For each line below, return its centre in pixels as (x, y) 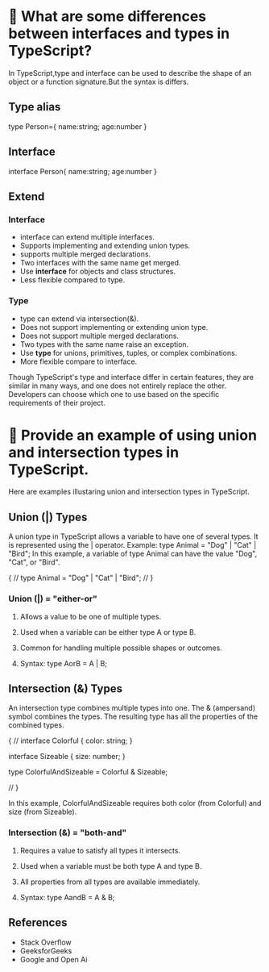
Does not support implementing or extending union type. (114, 327)
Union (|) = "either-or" (53, 599)
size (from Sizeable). (43, 812)
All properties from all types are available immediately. (110, 882)
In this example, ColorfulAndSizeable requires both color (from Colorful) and (135, 803)
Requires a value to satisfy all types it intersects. (100, 850)
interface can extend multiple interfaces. (87, 237)
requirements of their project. (57, 403)
